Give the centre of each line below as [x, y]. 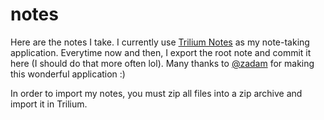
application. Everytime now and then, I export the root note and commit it [161, 52]
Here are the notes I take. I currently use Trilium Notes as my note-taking [160, 42]
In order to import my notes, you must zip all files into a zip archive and [156, 93]
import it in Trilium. [49, 104]
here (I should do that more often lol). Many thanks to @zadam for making [162, 63]
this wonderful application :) [68, 74]
